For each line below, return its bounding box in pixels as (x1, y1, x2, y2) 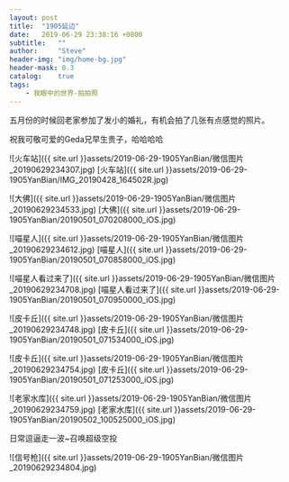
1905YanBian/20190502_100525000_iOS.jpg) (9, 414, 176, 424)
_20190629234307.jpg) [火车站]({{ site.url (9, 164, 164, 175)
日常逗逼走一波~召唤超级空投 (9, 432, 118, 443)
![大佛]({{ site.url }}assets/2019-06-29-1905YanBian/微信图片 (9, 193, 237, 204)
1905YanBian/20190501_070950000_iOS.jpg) (9, 294, 176, 305)
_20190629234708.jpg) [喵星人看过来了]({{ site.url (9, 284, 196, 295)
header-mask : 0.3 (9, 64, 75, 73)
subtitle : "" (9, 38, 67, 48)
